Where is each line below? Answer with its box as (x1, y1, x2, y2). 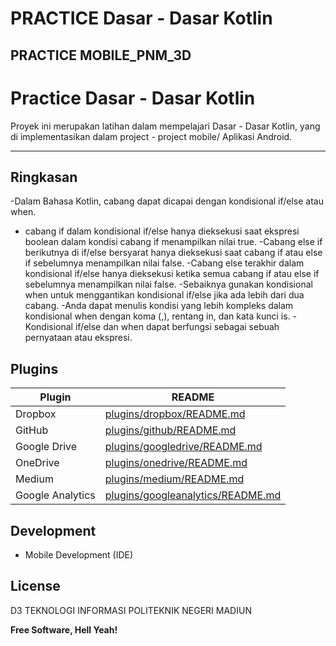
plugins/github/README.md (104, 423, 237, 437)
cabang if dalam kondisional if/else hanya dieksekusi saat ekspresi (24, 225, 300, 237)
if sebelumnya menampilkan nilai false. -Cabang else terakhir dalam (24, 257, 305, 269)
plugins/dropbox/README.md (104, 407, 246, 421)
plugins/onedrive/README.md (104, 456, 248, 470)
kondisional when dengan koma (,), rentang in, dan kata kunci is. (24, 310, 291, 322)
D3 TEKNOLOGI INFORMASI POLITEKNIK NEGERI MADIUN (10, 604, 252, 616)
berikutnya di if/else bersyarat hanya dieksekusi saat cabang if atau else (24, 247, 323, 259)
